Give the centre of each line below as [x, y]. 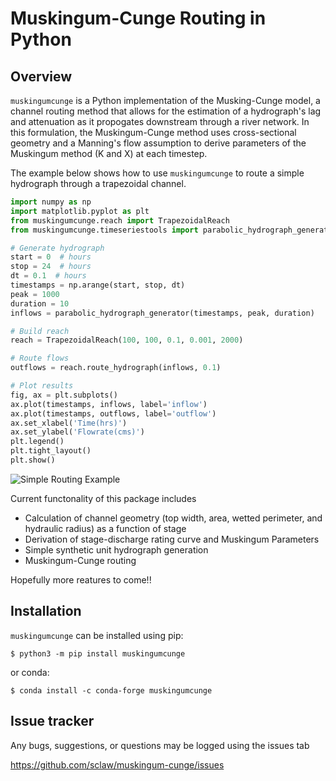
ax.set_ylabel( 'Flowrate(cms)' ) [77, 432]
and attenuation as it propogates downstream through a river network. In [160, 121]
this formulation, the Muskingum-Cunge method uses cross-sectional [153, 132]
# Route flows [40, 358]
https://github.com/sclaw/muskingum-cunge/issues [117, 764]
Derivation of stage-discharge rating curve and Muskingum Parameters [172, 539]
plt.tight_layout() [51, 451]
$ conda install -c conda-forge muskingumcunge [111, 690]
